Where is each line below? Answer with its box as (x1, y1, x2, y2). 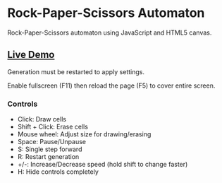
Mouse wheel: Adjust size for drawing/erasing (17, 130, 152, 138)
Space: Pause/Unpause (17, 138, 87, 146)
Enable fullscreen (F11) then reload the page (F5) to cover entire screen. (7, 81, 216, 90)
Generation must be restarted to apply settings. (7, 67, 145, 76)
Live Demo (7, 49, 55, 61)
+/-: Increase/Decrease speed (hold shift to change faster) (17, 160, 188, 169)
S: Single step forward (17, 145, 82, 153)
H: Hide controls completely (17, 167, 99, 176)
